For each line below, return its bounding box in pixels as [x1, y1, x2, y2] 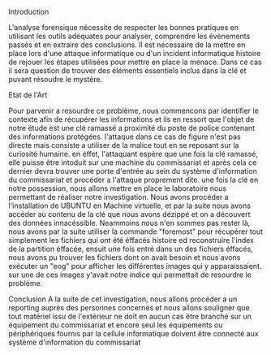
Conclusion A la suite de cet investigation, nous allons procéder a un [8, 294, 238, 304]
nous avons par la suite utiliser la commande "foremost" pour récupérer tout [8, 227, 264, 236]
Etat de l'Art [8, 90, 48, 100]
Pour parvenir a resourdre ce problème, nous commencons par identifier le [8, 106, 260, 115]
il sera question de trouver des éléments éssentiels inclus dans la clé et [8, 66, 247, 76]
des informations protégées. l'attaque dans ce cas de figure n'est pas [8, 132, 241, 141]
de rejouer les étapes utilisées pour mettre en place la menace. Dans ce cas [8, 57, 262, 67]
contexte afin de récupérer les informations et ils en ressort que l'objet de [8, 115, 255, 124]
